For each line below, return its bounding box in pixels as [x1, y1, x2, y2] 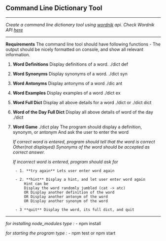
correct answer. [12, 149, 45, 155]
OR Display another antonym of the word [24, 194, 108, 199]
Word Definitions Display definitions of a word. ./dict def [12, 61, 129, 67]
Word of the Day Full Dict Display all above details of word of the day [12, 109, 153, 115]
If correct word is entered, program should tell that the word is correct [12, 138, 155, 145]
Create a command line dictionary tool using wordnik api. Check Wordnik [5, 22, 155, 28]
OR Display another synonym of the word [24, 199, 108, 203]
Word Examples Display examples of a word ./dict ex [12, 90, 121, 96]
